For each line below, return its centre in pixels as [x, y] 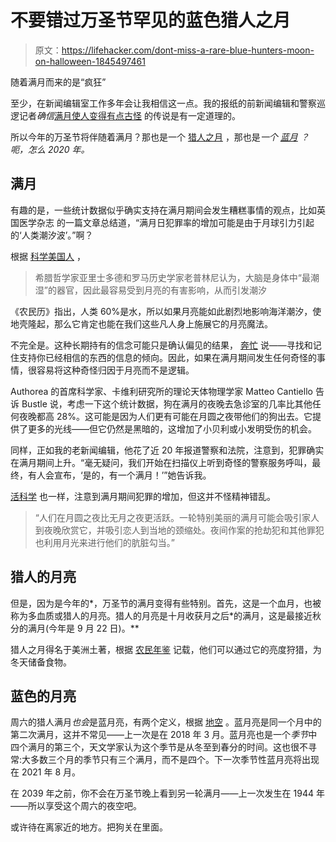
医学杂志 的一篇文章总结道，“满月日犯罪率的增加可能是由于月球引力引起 [166, 222]
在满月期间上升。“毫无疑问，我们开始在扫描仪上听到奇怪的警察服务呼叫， [161, 462]
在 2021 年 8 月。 [46, 772]
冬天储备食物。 [41, 662]
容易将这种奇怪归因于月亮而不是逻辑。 [115, 370]
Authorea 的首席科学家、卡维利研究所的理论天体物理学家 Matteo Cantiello [161, 391]
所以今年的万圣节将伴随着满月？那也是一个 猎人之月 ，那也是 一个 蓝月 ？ [160, 137]
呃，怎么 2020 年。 [50, 149]
